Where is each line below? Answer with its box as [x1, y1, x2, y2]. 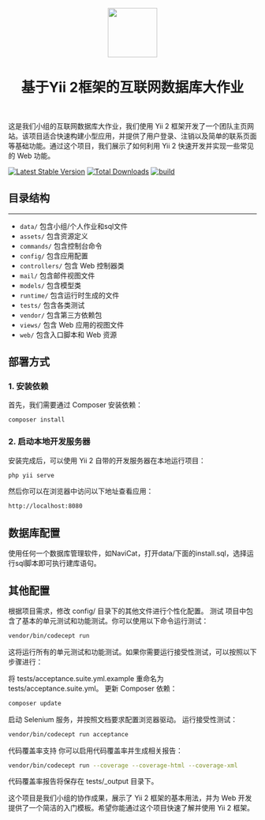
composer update [8, 699, 62, 707]
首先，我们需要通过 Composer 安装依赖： [8, 400, 144, 410]
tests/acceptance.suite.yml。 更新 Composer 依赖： [8, 683, 177, 693]
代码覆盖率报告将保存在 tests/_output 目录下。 [8, 777, 159, 786]
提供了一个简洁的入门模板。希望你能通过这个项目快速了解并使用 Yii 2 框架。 [8, 803, 255, 813]
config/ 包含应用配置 [19, 251, 88, 260]
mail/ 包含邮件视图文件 [19, 271, 95, 280]
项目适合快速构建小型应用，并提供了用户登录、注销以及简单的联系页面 [28, 131, 257, 140]
